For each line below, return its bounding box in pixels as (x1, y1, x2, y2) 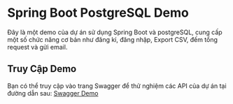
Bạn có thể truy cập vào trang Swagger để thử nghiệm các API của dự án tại (7, 82, 227, 90)
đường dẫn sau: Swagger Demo (7, 89, 99, 97)
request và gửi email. (7, 43, 68, 51)
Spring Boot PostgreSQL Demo (7, 5, 189, 21)
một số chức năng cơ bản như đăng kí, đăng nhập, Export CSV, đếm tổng (7, 35, 218, 43)
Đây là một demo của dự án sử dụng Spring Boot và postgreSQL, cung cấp (7, 28, 223, 36)
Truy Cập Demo (7, 63, 77, 75)
